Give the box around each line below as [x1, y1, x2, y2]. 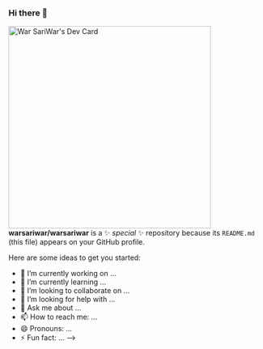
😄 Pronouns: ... [19, 324, 73, 334]
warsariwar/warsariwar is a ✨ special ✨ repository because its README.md [8, 228, 255, 238]
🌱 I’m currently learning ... [19, 277, 107, 287]
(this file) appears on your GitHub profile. [8, 237, 146, 247]
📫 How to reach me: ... [19, 312, 98, 322]
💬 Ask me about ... [19, 303, 82, 313]
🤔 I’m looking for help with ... [19, 295, 116, 304]
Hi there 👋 [8, 7, 49, 19]
